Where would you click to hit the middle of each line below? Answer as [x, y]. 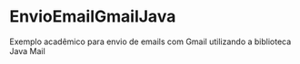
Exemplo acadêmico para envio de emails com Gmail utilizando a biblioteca [150, 41]
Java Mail [27, 50]
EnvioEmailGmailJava [93, 17]
